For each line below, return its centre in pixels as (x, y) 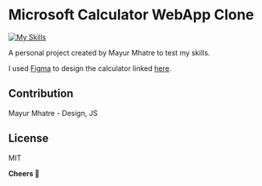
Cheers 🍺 (24, 173)
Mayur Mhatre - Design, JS (53, 113)
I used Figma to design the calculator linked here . (90, 68)
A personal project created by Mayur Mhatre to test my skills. (109, 52)
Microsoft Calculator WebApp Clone (131, 15)
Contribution (41, 94)
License (29, 138)
